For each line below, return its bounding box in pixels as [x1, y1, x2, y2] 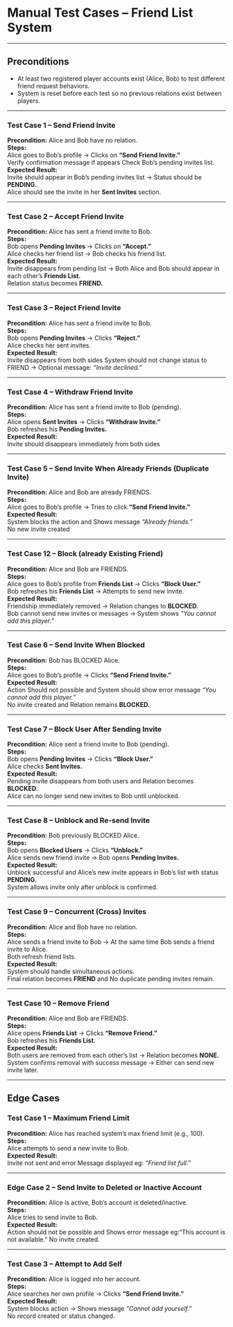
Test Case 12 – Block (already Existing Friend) [7, 549, 164, 559]
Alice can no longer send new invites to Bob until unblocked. [7, 792, 180, 800]
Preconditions [7, 56, 69, 67]
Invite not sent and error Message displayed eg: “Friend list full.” [7, 1159, 191, 1167]
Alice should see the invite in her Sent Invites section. [7, 188, 162, 196]
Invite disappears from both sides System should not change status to [7, 356, 207, 364]
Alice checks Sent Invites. [7, 763, 83, 771]
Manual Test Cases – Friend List [7, 5, 193, 21]
